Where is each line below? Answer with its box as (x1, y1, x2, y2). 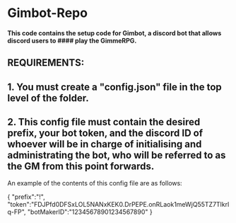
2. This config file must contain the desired (7, 115, 201, 128)
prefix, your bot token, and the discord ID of (7, 127, 203, 139)
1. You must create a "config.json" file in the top (7, 81, 223, 93)
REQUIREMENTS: (7, 57, 85, 69)
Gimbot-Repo (7, 5, 88, 21)
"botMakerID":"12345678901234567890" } (27, 207, 153, 217)
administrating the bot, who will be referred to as (7, 149, 226, 161)
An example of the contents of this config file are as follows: (7, 179, 182, 188)
